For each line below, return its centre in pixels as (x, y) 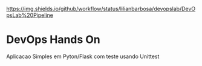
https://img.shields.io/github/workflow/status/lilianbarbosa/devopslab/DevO (101, 9)
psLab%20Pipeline (30, 15)
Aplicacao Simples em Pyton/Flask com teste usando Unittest (83, 56)
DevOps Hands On (54, 40)
